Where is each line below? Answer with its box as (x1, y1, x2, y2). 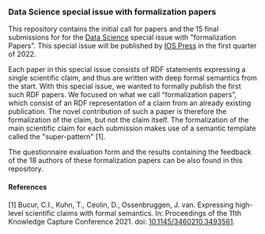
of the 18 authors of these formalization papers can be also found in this (8, 156, 243, 165)
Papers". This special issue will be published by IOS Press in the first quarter (8, 41, 257, 51)
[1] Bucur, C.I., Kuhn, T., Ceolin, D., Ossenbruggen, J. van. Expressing (8, 200, 234, 209)
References (8, 182, 47, 191)
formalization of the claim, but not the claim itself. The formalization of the (8, 115, 249, 125)
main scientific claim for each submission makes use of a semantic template (8, 123, 256, 133)
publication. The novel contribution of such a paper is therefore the (8, 107, 227, 116)
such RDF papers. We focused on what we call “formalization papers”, (8, 90, 237, 100)
